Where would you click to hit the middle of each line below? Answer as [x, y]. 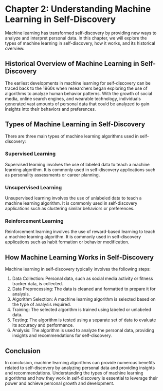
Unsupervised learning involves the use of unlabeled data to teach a [73, 198]
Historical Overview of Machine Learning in [72, 64]
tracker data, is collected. [37, 284]
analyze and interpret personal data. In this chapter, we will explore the [76, 38]
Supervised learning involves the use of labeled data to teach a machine [77, 164]
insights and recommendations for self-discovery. [62, 335]
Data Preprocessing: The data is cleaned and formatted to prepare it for [84, 289]
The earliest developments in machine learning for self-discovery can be [78, 83]
